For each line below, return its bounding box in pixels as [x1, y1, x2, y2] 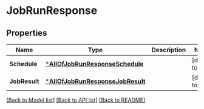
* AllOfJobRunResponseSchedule [45, 60, 144, 68]
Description [151, 46, 186, 54]
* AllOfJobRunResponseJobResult [45, 77, 146, 85]
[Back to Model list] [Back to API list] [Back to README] [6, 96, 146, 104]
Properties [6, 28, 47, 38]
